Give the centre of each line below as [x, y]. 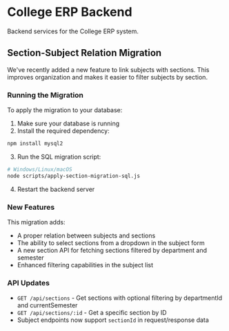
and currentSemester [47, 305]
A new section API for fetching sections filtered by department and [112, 250]
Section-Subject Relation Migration [84, 53]
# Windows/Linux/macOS [40, 169]
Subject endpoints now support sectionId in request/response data [113, 320]
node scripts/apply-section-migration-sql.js [73, 176]
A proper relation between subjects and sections [86, 235]
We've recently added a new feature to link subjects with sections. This [108, 69]
